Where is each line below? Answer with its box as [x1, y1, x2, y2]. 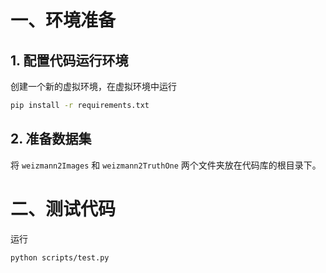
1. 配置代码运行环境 [10, 52, 129, 69]
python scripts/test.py [10, 252, 110, 263]
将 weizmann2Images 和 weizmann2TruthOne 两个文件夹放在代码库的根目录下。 [10, 159, 322, 171]
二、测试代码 [10, 197, 117, 220]
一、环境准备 [10, 9, 117, 32]
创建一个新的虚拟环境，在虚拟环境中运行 [10, 81, 177, 92]
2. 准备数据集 [10, 131, 92, 148]
